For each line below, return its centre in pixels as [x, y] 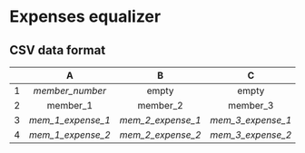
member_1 [70, 105]
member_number [70, 91]
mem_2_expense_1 [160, 120]
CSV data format [58, 50]
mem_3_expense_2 [251, 135]
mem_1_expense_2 [69, 135]
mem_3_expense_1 [251, 120]
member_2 [160, 105]
